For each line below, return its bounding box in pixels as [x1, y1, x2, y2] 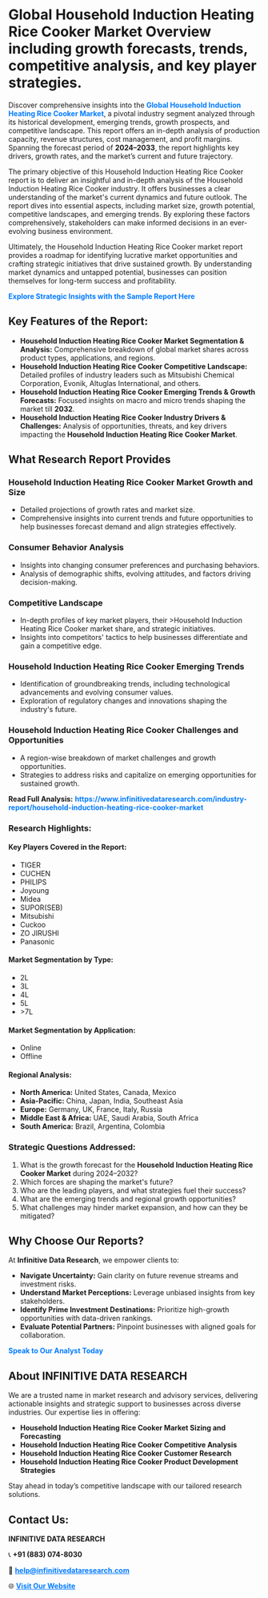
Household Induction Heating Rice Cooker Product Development [19, 1457, 238, 1467]
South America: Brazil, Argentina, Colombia [19, 1121, 166, 1131]
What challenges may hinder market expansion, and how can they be [19, 1202, 248, 1212]
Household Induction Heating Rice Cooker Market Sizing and [19, 1423, 226, 1433]
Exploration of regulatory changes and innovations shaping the [19, 696, 227, 706]
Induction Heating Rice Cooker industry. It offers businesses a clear [8, 183, 231, 193]
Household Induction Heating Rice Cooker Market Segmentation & [19, 336, 245, 345]
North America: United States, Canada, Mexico [19, 1088, 177, 1097]
